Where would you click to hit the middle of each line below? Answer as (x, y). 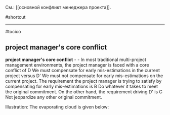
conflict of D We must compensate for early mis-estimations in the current (83, 70)
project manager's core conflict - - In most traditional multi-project (76, 60)
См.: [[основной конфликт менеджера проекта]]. (58, 7)
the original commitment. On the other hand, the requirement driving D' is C (84, 92)
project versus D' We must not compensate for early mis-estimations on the (84, 76)
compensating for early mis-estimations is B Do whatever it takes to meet (82, 86)
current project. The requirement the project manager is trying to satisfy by (83, 81)
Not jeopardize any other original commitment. (54, 97)
